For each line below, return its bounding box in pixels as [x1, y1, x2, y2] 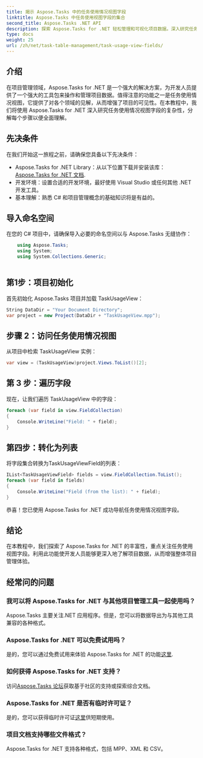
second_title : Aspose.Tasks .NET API [6, 20, 101, 26]
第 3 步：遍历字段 [6, 378, 71, 388]
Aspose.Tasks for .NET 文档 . [14, 171, 86, 178]
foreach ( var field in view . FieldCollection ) [6, 407, 123, 413]
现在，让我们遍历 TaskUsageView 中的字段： [6, 395, 118, 402]
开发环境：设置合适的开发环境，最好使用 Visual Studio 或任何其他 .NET [14, 178, 192, 186]
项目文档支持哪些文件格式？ [6, 730, 87, 739]
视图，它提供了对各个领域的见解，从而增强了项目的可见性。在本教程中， [11, 99, 192, 106]
